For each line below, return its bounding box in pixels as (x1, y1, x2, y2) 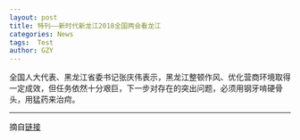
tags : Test (9, 37, 54, 47)
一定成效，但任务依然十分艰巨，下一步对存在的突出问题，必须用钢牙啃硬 (9, 83, 275, 94)
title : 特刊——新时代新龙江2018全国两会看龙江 (9, 21, 162, 30)
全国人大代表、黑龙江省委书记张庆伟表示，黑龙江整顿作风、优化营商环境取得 (9, 72, 291, 83)
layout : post (9, 12, 58, 22)
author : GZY (9, 46, 54, 55)
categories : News (9, 29, 74, 38)
